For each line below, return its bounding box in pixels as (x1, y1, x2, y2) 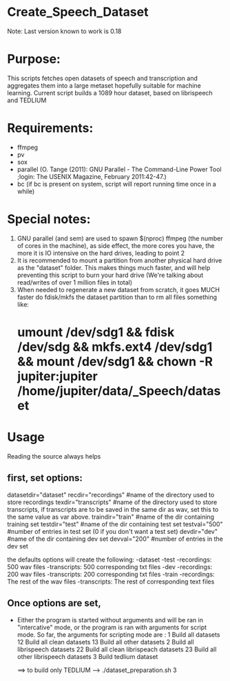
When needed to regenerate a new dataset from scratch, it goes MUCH (17, 285, 220, 294)
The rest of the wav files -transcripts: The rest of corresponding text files (7, 577, 215, 586)
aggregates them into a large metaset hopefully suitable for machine (7, 81, 201, 90)
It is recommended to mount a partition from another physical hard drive (17, 256, 222, 265)
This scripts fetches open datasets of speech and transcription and (7, 74, 198, 82)
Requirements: (7, 120, 94, 136)
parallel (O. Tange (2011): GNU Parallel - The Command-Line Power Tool (17, 165, 222, 173)
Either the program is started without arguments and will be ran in (17, 615, 203, 624)
